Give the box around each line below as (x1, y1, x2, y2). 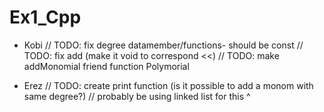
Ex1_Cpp (9, 6, 82, 29)
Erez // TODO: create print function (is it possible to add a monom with (23, 79, 314, 91)
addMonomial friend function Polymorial (23, 60, 190, 72)
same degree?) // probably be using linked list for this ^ (23, 90, 251, 102)
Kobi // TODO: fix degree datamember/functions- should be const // (23, 39, 304, 51)
